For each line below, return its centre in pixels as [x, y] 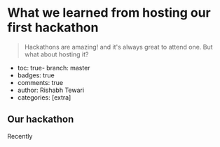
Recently [20, 136]
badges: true [36, 75]
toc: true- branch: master [54, 68]
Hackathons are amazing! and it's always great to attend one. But [118, 47]
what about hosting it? [56, 54]
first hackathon [53, 28]
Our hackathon [41, 119]
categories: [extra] [44, 97]
